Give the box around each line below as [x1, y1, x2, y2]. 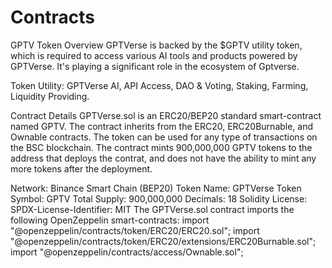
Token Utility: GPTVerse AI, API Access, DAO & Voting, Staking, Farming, [10, 79, 309, 91]
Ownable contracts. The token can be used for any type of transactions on [10, 131, 318, 143]
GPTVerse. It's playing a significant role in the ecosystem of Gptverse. [10, 60, 300, 72]
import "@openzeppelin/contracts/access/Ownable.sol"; [10, 246, 244, 258]
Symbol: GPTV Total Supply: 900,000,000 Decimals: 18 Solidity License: [10, 192, 308, 205]
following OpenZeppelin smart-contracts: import [10, 214, 210, 226]
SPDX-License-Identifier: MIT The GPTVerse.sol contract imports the [10, 203, 295, 215]
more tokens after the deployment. [10, 162, 153, 175]
